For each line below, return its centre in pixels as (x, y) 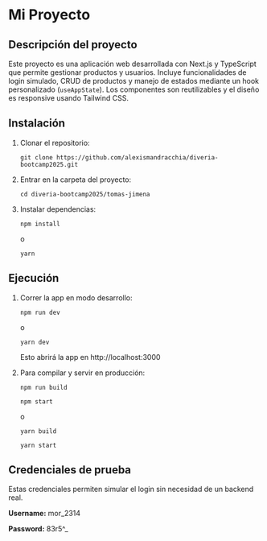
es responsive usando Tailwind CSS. (69, 98)
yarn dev (35, 342)
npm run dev (40, 312)
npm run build (43, 387)
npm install (40, 224)
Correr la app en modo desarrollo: (76, 297)
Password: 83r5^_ (38, 529)
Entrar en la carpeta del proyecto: (76, 180)
